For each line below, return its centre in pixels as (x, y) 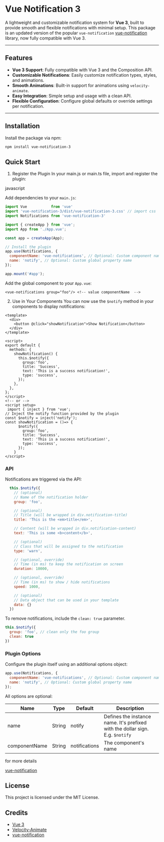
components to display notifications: (49, 306)
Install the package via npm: (33, 138)
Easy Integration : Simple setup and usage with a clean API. (72, 96)
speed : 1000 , (27, 587)
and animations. (28, 80)
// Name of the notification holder (51, 497)
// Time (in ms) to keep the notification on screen (69, 564)
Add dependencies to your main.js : (41, 198)
